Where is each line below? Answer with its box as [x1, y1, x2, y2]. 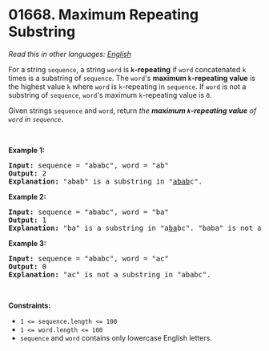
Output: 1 [8, 215, 46, 224]
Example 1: [8, 145, 46, 155]
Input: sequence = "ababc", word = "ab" [8, 160, 170, 170]
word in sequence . [8, 114, 64, 123]
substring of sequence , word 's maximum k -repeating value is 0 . [8, 90, 212, 99]
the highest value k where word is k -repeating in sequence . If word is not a [8, 82, 247, 91]
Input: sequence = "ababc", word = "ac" [8, 254, 170, 263]
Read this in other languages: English [8, 49, 132, 58]
